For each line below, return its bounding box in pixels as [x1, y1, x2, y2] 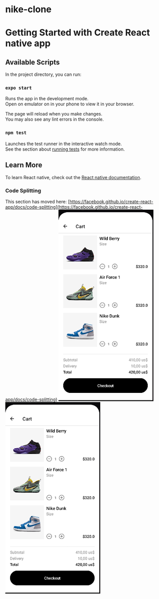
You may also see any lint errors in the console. [5, 116, 104, 123]
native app [5, 38, 51, 49]
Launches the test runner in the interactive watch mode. [5, 140, 123, 147]
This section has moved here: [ [5, 198, 70, 205]
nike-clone [5, 4, 52, 15]
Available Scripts [5, 58, 60, 67]
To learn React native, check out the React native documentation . [5, 174, 142, 180]
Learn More [5, 161, 43, 169]
